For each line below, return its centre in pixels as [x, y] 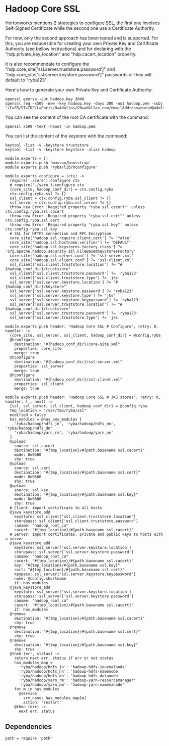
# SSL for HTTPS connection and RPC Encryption [61, 234]
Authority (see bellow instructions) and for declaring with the [68, 49]
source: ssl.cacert [35, 446]
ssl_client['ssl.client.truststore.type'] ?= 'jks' [65, 278]
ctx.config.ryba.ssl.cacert [35, 211]
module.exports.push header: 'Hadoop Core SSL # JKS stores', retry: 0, [83, 397]
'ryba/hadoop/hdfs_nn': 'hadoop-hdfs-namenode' [69, 671]
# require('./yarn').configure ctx [47, 185]
